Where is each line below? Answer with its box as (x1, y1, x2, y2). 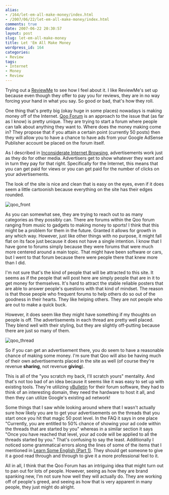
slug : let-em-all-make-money (5, 36, 67, 41)
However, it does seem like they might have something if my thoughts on (5, 311, 156, 318)
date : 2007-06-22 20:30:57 (5, 26, 62, 31)
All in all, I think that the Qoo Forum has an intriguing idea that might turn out (5, 462, 164, 468)
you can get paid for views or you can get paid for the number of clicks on (5, 165, 160, 172)
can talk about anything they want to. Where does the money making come (5, 123, 161, 129)
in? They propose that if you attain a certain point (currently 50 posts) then (5, 129, 160, 135)
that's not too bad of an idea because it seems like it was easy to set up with (5, 378, 164, 384)
